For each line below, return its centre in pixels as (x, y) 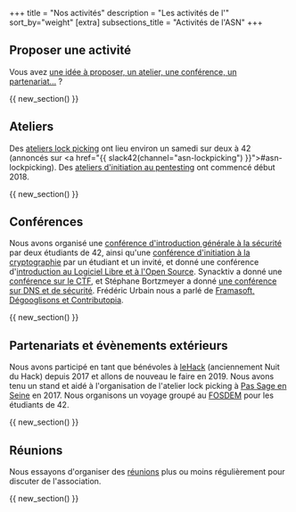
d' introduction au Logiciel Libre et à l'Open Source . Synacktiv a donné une (146, 272)
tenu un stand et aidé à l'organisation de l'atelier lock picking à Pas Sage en (148, 386)
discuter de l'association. (55, 482)
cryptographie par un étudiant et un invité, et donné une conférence (134, 262)
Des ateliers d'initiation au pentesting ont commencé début (167, 167)
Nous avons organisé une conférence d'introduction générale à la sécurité (146, 244)
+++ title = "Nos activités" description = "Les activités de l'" (119, 13)
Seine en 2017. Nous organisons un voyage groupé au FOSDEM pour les (142, 395)
